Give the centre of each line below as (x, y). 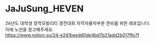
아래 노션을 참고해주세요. (29, 29)
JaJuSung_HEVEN (45, 9)
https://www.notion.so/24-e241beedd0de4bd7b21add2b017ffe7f (72, 35)
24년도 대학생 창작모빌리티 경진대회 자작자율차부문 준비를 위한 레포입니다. (78, 23)
